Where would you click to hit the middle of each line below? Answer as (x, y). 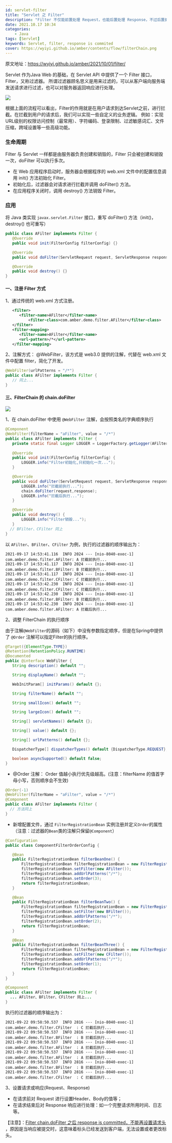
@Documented (18, 656)
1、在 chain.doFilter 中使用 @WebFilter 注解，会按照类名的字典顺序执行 (79, 419)
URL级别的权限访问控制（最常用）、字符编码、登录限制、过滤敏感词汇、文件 (85, 121)
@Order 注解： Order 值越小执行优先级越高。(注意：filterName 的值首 (86, 774)
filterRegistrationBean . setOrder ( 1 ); (61, 964)
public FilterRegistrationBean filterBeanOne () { (66, 860)
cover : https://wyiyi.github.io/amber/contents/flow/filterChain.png (81, 48)
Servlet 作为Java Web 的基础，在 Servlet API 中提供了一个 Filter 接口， (80, 75)
